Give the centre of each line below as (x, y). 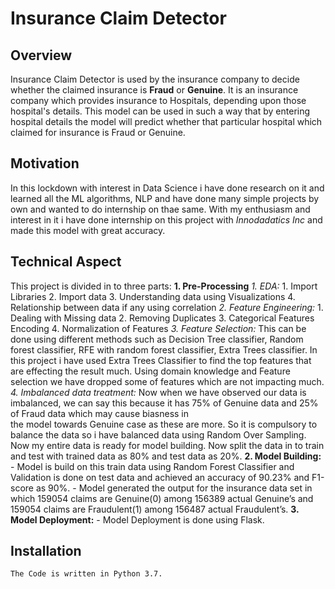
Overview (41, 55)
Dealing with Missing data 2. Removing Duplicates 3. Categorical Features (162, 318)
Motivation (45, 163)
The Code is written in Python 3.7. (86, 574)
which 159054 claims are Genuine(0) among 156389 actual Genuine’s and (162, 498)
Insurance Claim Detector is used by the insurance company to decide (155, 79)
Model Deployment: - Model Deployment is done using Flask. (137, 519)
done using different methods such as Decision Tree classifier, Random (157, 339)
